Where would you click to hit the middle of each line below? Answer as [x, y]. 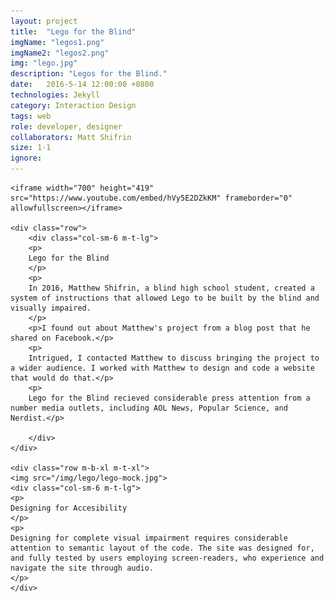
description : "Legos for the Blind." [89, 74]
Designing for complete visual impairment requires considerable [149, 538]
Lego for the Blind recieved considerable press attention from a [169, 398]
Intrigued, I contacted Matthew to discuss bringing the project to [174, 358]
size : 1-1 [31, 148]
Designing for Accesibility [69, 508]
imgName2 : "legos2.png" [60, 53]
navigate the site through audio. [82, 568]
